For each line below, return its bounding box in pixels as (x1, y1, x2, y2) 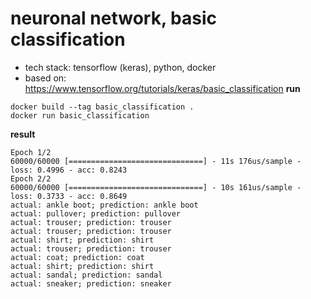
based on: (24, 72, 67, 84)
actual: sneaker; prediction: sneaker (10, 278, 172, 289)
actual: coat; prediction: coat (10, 252, 145, 262)
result (10, 128, 36, 140)
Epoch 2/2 (10, 173, 52, 184)
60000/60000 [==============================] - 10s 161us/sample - (10, 182, 302, 192)
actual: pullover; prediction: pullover (10, 208, 182, 219)
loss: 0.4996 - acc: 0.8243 (10, 165, 128, 175)
